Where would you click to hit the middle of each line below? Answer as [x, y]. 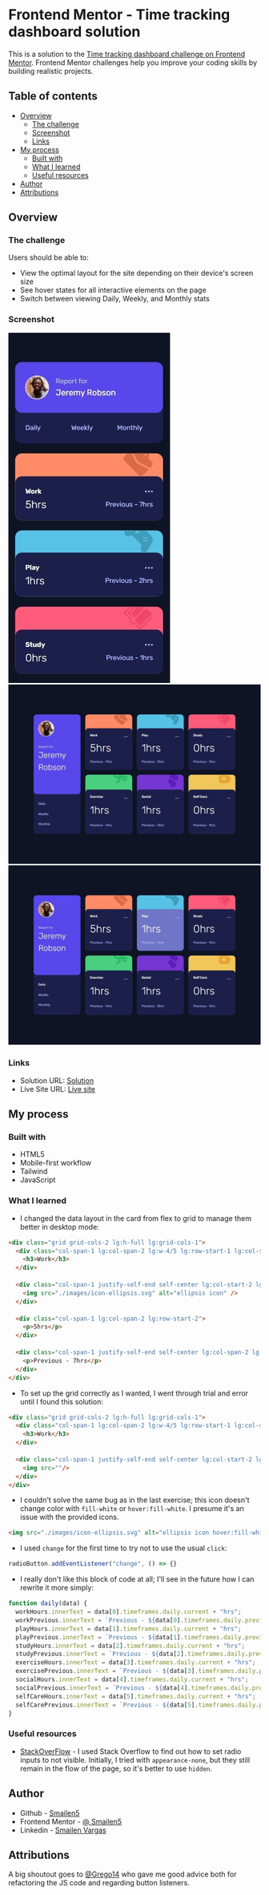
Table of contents [53, 97]
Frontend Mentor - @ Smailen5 [71, 1821]
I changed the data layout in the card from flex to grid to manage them [136, 1218]
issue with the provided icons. [69, 1517]
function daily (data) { [48, 1604]
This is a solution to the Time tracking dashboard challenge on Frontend [127, 54]
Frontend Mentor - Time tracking [119, 15]
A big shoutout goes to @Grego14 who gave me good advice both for [122, 1874]
